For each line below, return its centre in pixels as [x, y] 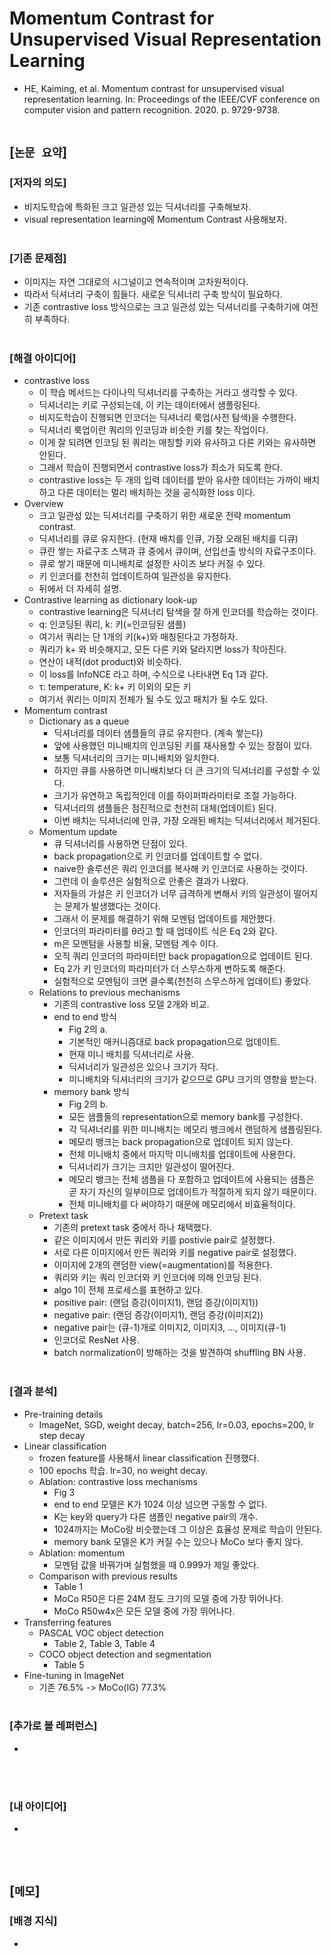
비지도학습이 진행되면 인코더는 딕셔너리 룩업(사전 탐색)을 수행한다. [167, 418]
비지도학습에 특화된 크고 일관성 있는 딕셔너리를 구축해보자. [137, 206]
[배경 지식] [33, 1921]
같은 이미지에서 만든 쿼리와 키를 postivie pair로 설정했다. [164, 1240]
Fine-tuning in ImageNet [74, 1675]
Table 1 [68, 1586]
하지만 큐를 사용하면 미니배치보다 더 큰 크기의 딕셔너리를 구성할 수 [182, 771]
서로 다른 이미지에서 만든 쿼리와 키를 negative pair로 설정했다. [175, 1253]
